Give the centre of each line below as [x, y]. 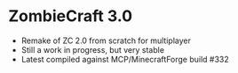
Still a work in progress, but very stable [93, 49]
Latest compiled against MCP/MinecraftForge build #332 [125, 59]
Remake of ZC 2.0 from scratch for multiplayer [106, 40]
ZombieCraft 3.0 [71, 16]
